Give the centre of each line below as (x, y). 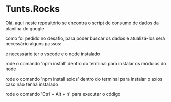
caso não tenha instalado (32, 84)
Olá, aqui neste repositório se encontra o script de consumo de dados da (82, 23)
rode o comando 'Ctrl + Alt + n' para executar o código (63, 94)
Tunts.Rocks (33, 9)
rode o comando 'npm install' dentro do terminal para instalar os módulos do (86, 63)
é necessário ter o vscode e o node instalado (53, 54)
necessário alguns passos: (33, 43)
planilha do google (25, 28)
